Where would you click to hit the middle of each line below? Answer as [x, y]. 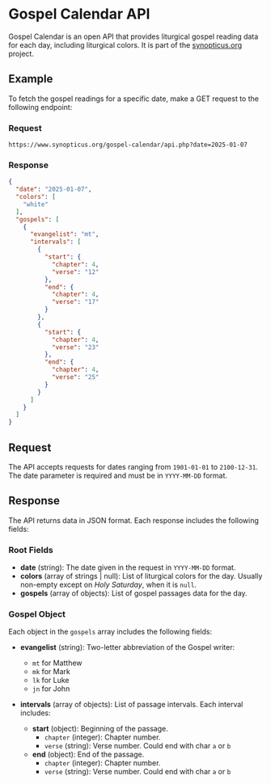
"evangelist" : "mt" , [64, 234]
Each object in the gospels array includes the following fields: [110, 632]
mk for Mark [51, 672]
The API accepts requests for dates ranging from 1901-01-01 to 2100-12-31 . [133, 467]
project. [21, 53]
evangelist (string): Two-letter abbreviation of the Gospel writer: [127, 647]
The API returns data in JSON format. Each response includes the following [133, 520]
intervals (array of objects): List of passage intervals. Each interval [131, 705]
